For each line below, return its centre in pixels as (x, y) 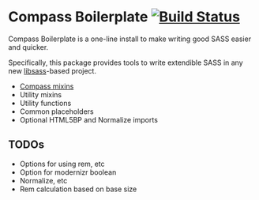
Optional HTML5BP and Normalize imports (88, 119)
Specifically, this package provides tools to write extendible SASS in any (126, 62)
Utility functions (45, 103)
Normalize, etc (43, 180)
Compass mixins (47, 86)
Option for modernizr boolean (68, 172)
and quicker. (28, 47)
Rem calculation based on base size (78, 189)
